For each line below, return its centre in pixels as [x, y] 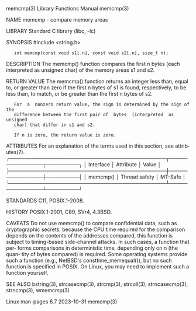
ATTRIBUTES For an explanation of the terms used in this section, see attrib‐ [98, 146]
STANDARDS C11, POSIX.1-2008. [45, 200]
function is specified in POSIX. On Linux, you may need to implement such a [98, 267]
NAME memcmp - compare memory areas [57, 20]
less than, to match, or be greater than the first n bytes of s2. [80, 94]
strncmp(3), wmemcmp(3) [38, 290]
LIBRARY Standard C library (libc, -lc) [51, 31]
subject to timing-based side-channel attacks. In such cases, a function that [98, 242]
